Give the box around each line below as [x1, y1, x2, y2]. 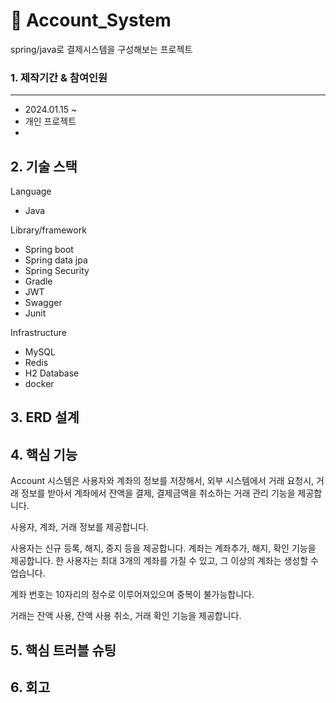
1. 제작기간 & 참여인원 [10, 70, 108, 84]
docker [24, 378, 55, 390]
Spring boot [24, 244, 74, 256]
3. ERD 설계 [10, 409, 80, 426]
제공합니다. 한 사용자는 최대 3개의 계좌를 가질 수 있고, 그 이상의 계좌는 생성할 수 [10, 555, 319, 567]
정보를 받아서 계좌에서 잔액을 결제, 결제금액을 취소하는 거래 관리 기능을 [20, 487, 296, 499]
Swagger [24, 297, 63, 309]
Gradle [24, 275, 53, 288]
